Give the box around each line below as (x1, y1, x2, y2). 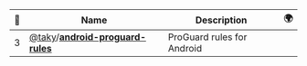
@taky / (28, 31, 59, 43)
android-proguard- (58, 31, 146, 43)
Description (195, 14, 248, 26)
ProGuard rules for (167, 31, 248, 43)
